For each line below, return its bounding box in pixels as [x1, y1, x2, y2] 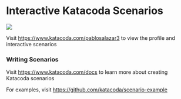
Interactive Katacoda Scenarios [6, 4, 163, 18]
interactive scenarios [6, 40, 57, 47]
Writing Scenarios [6, 55, 59, 63]
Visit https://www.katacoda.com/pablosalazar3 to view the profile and [6, 34, 175, 42]
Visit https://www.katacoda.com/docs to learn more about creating [6, 69, 168, 76]
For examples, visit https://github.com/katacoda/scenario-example [6, 86, 167, 93]
